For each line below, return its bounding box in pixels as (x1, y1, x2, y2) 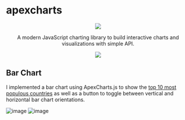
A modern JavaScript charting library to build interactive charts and (17, 33, 179, 41)
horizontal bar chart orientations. (6, 96, 85, 103)
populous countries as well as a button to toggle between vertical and (6, 90, 174, 97)
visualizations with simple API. (61, 40, 135, 47)
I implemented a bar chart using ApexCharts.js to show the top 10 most (6, 83, 177, 91)
